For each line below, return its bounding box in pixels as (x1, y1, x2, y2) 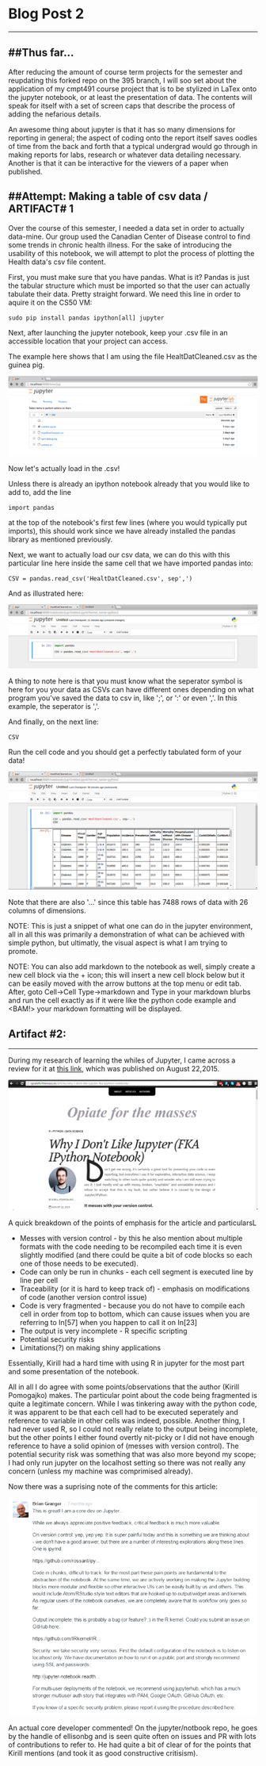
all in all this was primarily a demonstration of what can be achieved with (8, 929, 245, 940)
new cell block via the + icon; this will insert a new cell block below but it (8, 971, 245, 980)
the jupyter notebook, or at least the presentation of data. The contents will (8, 92, 253, 102)
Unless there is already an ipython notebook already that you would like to (8, 479, 250, 488)
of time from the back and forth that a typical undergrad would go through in (8, 141, 258, 151)
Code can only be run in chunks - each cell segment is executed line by (19, 1267, 253, 1277)
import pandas (8, 504, 55, 511)
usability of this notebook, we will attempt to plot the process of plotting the (8, 248, 255, 258)
